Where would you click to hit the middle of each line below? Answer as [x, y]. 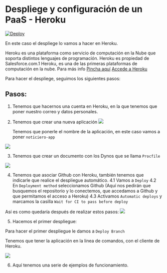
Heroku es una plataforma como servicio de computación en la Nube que [81, 53]
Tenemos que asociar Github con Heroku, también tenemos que [78, 175]
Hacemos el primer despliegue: [45, 221]
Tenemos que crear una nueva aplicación [55, 122]
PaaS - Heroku [36, 20]
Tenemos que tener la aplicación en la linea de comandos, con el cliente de [83, 241]
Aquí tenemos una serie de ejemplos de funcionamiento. [70, 265]
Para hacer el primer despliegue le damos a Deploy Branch [65, 231]
